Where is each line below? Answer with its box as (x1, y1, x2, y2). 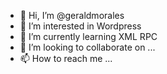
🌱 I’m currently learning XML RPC (19, 31, 158, 42)
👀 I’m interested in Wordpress (19, 20, 142, 32)
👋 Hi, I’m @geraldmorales (19, 10, 125, 21)
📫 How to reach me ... (19, 53, 113, 64)
